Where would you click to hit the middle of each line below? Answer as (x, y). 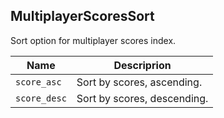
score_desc (41, 98)
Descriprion (142, 65)
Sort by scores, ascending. (139, 82)
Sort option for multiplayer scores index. (93, 40)
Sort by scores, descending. (142, 98)
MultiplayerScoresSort (82, 16)
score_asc (38, 82)
